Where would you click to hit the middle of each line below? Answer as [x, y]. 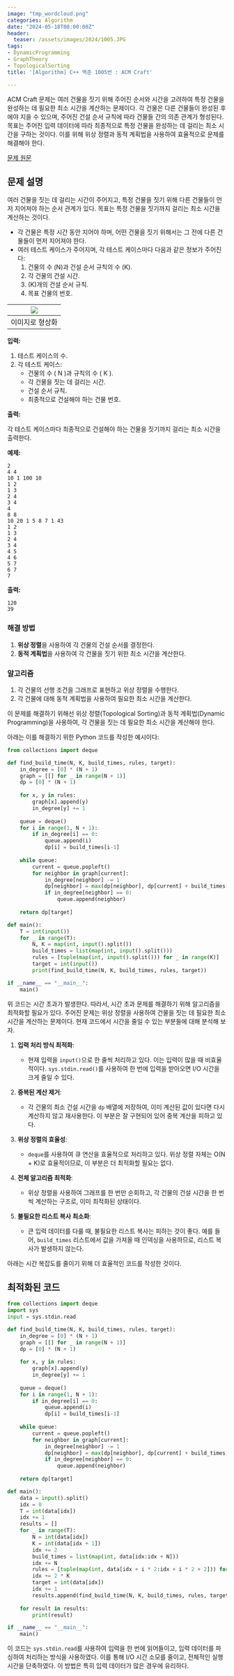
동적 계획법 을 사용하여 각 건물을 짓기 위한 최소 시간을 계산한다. [102, 653]
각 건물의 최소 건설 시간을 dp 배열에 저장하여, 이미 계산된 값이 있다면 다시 [126, 1107]
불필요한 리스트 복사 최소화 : [54, 1216]
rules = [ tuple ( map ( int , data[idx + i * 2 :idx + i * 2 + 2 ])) [124, 1570]
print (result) [53, 1615]
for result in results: [54, 1608]
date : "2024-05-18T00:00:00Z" [51, 27]
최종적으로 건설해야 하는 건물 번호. [74, 400]
